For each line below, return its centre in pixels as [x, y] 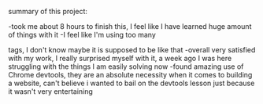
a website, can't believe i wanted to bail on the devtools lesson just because [131, 83]
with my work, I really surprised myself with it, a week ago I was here [120, 58]
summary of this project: [48, 11]
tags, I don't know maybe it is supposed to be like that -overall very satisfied [132, 50]
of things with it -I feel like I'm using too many [82, 35]
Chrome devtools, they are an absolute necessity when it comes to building [130, 75]
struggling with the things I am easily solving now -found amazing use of [126, 66]
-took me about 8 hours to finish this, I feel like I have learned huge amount [130, 26]
